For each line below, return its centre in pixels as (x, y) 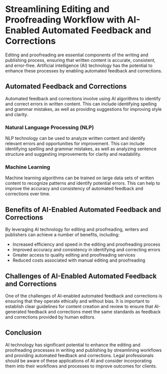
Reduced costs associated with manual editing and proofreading (79, 260)
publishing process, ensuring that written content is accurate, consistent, (80, 60)
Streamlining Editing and (57, 9)
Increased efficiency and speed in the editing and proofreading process (86, 244)
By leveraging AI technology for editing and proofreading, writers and (77, 229)
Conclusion (23, 333)
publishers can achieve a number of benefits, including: (62, 235)
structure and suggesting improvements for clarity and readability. (73, 154)
